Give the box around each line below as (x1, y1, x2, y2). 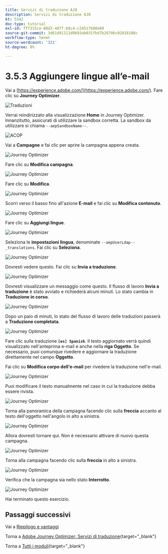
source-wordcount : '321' (5, 40, 57, 45)
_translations (5, 245, 35, 250)
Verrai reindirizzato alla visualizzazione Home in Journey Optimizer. (5, 112, 145, 118)
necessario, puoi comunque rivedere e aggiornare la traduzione (5, 349, 137, 355)
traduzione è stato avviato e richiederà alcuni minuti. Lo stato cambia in (5, 289, 154, 295)
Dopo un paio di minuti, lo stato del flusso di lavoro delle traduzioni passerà (5, 313, 160, 319)
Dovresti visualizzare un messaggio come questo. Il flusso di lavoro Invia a (5, 283, 159, 289)
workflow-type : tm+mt (5, 36, 51, 41)
